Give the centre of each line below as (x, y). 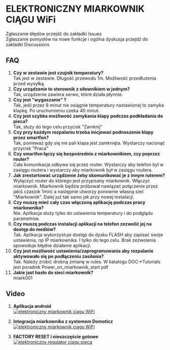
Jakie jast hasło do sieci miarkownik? (53, 272)
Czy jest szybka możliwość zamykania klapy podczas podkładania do (88, 116)
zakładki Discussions (28, 44)
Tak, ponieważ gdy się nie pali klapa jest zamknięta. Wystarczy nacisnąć (89, 143)
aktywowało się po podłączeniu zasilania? (58, 256)
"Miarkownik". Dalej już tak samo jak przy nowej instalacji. (74, 197)
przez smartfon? (31, 137)
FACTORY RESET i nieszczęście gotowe (56, 336)
